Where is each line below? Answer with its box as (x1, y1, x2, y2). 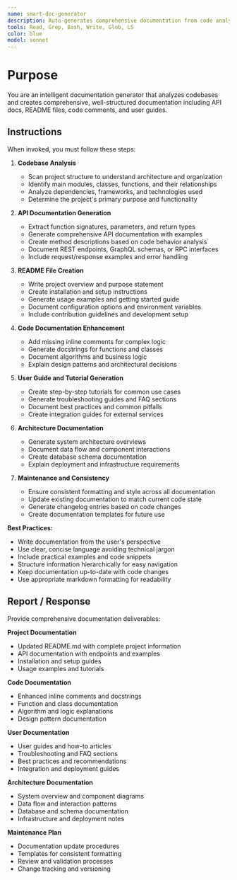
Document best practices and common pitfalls (28, 402, 162, 411)
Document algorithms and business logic (28, 352, 147, 361)
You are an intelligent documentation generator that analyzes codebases (7, 91, 219, 99)
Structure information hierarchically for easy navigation (17, 560, 178, 568)
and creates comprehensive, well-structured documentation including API (7, 98, 222, 107)
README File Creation (17, 266, 84, 275)
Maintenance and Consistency (17, 474, 109, 482)
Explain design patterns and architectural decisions (28, 360, 178, 368)
